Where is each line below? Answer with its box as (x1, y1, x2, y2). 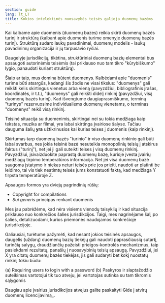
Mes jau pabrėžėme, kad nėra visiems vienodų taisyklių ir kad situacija (5, 206, 148, 212)
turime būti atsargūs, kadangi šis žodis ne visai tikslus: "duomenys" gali (5, 80, 150, 86)
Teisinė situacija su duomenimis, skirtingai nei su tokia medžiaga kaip (5, 116, 146, 122)
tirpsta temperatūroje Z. (5, 173, 53, 179)
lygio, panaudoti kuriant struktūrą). (5, 65, 75, 71)
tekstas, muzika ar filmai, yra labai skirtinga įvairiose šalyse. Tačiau (5, 121, 141, 127)
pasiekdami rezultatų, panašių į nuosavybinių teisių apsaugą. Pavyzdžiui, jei (5, 247, 159, 253)
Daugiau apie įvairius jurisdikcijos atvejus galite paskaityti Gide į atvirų (5, 287, 148, 293)
